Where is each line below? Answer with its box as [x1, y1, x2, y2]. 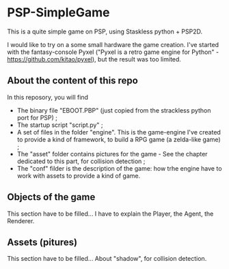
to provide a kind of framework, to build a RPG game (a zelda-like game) [16, 135, 221, 143]
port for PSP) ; [16, 113, 58, 122]
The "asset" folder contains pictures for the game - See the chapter [16, 150, 208, 158]
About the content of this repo [7, 75, 138, 87]
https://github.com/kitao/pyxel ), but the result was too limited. [7, 55, 181, 63]
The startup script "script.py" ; [16, 121, 103, 129]
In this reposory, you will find [7, 93, 89, 101]
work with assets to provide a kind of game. [16, 171, 141, 180]
